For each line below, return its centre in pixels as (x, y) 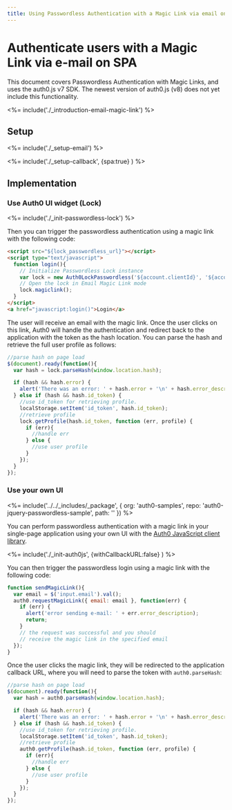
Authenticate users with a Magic (103, 47)
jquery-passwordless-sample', (50, 513)
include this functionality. (43, 96)
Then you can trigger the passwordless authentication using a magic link (110, 232)
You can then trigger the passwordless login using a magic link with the (109, 567)
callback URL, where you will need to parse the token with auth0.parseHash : (115, 672)
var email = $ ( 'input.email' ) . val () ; (68, 594)
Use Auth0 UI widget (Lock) (55, 203)
